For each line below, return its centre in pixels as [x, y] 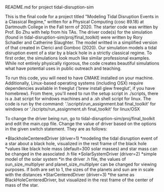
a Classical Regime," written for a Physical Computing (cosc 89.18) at [75, 22]
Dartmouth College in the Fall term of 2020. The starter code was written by [82, 27]
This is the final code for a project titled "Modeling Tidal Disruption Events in [82, 16]
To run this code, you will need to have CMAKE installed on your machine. [80, 78]
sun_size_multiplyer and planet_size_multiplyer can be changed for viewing [81, 164]
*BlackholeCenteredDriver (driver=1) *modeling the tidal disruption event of [82, 138]
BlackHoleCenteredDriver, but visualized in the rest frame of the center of [79, 180]
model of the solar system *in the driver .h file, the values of [66, 159]
